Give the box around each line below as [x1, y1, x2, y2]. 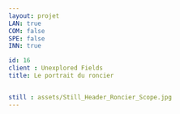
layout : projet [8, 11, 60, 20]
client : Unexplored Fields [8, 64, 104, 73]
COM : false [8, 27, 45, 35]
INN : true [8, 42, 42, 50]
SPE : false [8, 34, 45, 43]
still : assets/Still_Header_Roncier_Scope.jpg [8, 93, 173, 101]
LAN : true [8, 19, 42, 27]
